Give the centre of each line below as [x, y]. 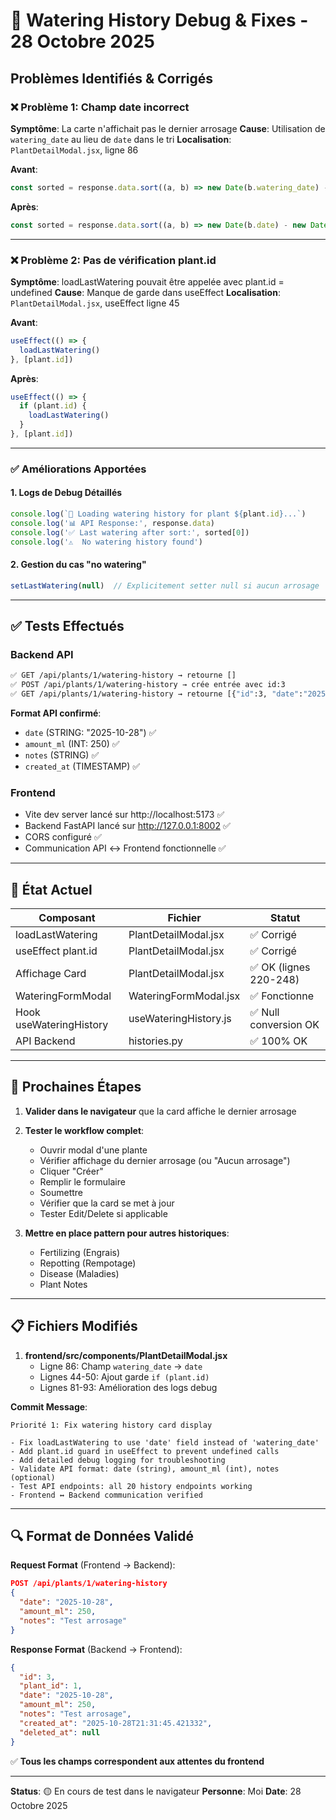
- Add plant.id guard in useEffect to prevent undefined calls [145, 1451]
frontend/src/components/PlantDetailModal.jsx [126, 1355]
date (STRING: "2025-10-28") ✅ [90, 732]
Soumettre [61, 1192]
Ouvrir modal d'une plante [93, 1150]
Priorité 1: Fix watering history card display [111, 1425]
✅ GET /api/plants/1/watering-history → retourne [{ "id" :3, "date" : [157, 694]
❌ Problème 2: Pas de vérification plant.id [113, 260]
